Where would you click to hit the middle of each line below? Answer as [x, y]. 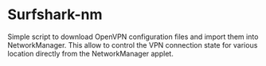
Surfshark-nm [55, 15]
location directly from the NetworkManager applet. [91, 53]
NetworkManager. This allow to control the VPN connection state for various [133, 45]
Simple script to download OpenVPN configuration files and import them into [133, 37]
